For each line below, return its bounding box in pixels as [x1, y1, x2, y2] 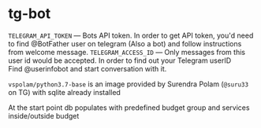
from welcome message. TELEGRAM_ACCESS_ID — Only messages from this [8, 47, 246, 57]
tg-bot [8, 5, 51, 23]
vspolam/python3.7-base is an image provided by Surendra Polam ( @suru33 [8, 79, 249, 89]
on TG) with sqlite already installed [8, 87, 121, 97]
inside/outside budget [8, 111, 80, 120]
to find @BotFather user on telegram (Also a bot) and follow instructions [8, 38, 242, 48]
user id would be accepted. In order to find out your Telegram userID [8, 56, 232, 65]
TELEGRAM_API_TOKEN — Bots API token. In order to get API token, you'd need [8, 31, 254, 40]
